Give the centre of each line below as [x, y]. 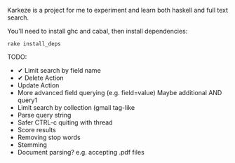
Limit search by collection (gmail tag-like [76, 107]
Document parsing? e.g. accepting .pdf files [81, 152]
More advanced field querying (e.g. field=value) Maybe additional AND [120, 93]
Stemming [32, 145]
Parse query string [44, 115]
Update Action [38, 85]
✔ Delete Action [41, 78]
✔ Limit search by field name [59, 70]
